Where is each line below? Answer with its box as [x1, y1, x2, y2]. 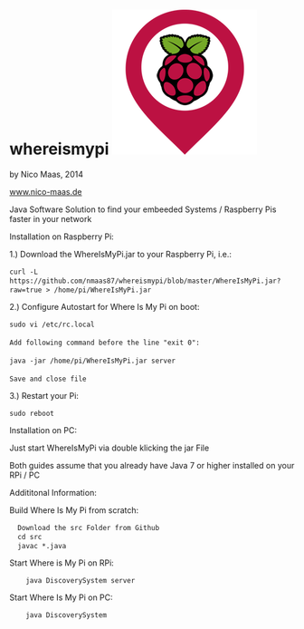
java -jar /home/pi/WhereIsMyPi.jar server [9, 356, 176, 365]
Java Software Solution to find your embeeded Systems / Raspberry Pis [9, 204, 277, 215]
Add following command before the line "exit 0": [9, 338, 201, 347]
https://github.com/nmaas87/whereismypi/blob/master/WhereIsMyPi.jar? [9, 276, 281, 285]
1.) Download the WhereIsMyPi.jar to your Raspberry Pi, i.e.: [9, 248, 233, 259]
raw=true [9, 285, 43, 295]
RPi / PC [9, 469, 41, 480]
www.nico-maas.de [9, 186, 83, 197]
